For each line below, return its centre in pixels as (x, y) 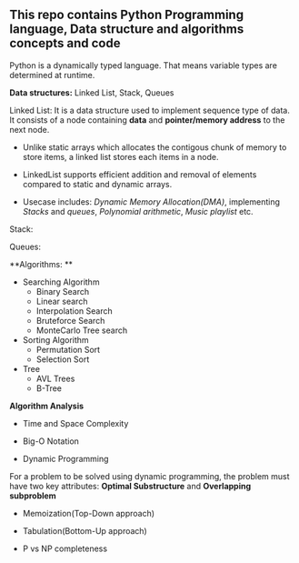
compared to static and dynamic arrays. (97, 184)
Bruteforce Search (70, 320)
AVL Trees (55, 378)
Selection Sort (63, 359)
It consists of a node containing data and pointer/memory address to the (147, 120)
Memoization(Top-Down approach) (89, 513)
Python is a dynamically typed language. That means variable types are (143, 65)
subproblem (33, 496)
